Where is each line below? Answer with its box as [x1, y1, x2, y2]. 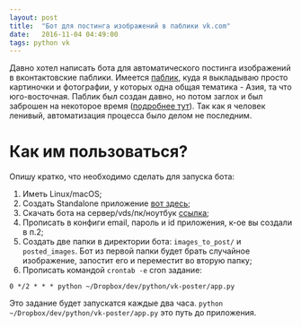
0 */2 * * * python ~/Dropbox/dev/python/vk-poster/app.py [9, 282, 235, 291]
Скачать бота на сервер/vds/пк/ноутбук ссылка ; [22, 208, 209, 219]
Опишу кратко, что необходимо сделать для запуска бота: [9, 171, 235, 182]
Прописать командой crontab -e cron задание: [22, 265, 202, 276]
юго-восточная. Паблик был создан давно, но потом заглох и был [9, 91, 263, 102]
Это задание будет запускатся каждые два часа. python [9, 297, 224, 309]
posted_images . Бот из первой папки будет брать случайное [22, 245, 251, 256]
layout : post [9, 13, 58, 22]
